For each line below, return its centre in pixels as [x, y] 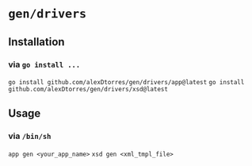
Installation [36, 42]
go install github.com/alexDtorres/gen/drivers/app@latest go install [126, 82]
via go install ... [44, 64]
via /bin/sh [30, 136]
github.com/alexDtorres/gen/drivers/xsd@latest [88, 89]
